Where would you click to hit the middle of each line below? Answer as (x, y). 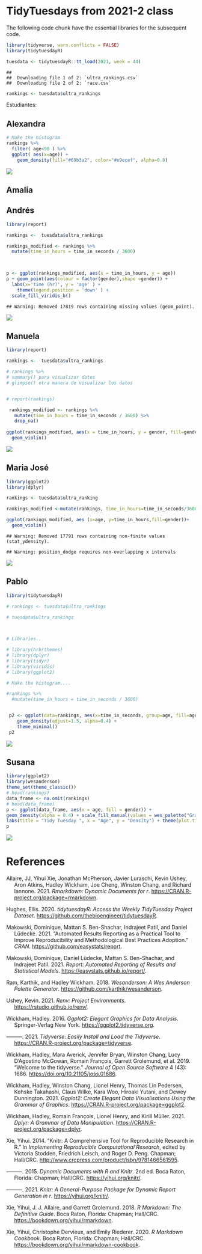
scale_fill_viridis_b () (41, 296)
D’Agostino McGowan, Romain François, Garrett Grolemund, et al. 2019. (102, 1061)
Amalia (20, 190)
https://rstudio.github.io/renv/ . (51, 1007)
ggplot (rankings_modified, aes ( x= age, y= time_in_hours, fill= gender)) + (98, 520)
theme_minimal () (38, 726)
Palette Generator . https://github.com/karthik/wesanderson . (88, 989)
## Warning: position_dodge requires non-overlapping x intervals (91, 552)
